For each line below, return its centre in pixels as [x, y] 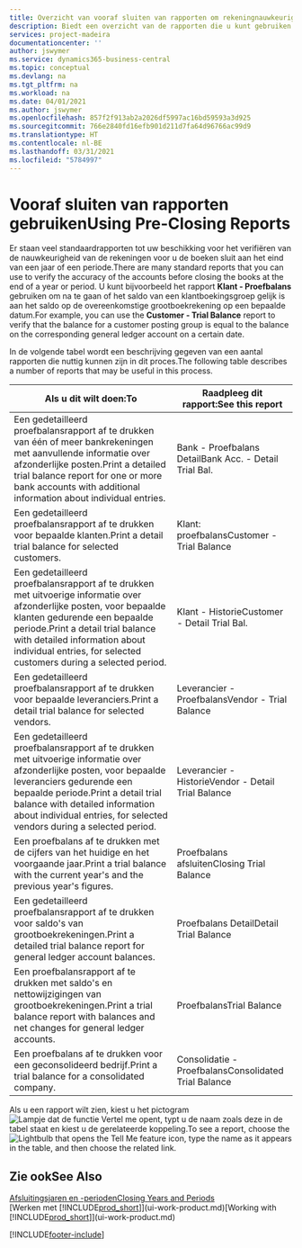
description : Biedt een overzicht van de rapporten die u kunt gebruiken [151, 26]
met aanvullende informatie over [82, 453]
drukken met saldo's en [63, 983]
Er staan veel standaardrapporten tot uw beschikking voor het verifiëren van [151, 248]
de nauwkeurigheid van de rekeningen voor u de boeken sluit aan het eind [147, 258]
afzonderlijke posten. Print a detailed [90, 464]
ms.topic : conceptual [50, 68]
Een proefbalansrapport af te [75, 972]
